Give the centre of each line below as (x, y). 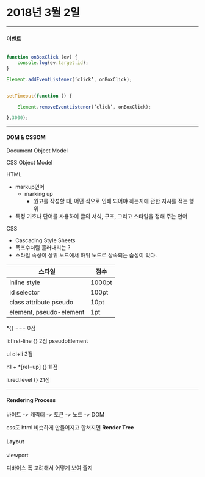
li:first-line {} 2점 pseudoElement (47, 341)
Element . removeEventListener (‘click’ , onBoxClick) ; (84, 107)
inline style (25, 282)
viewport (17, 455)
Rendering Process (31, 400)
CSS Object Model (30, 163)
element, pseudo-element (47, 312)
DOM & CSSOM (26, 137)
